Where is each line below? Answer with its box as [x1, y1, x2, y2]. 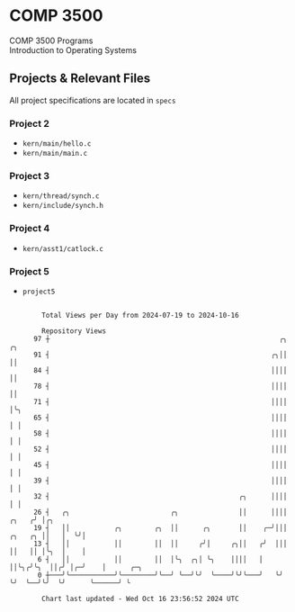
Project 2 [9, 117, 49, 130]
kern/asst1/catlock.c [22, 244, 103, 253]
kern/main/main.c [22, 149, 88, 158]
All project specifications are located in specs [9, 94, 176, 105]
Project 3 [9, 169, 50, 182]
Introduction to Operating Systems [9, 44, 138, 55]
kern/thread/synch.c [22, 192, 100, 201]
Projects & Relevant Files [9, 71, 151, 86]
